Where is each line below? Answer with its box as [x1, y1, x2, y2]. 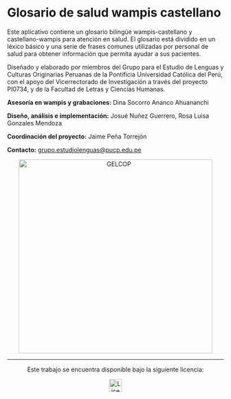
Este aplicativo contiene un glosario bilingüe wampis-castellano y [7, 28, 192, 36]
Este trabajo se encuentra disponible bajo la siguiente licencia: [27, 365, 204, 374]
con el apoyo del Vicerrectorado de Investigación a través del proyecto [7, 77, 208, 85]
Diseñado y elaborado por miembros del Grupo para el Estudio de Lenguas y [7, 63, 224, 71]
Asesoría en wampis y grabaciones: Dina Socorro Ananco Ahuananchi [7, 98, 210, 106]
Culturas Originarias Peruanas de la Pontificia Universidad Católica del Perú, [7, 70, 223, 79]
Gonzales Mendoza [7, 119, 63, 127]
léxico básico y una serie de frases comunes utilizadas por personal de [7, 42, 208, 50]
